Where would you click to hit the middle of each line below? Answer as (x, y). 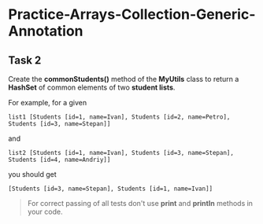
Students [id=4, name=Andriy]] (59, 160)
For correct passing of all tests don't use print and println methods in (140, 203)
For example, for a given (48, 103)
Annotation (46, 31)
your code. (45, 211)
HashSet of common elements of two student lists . (92, 87)
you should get (32, 174)
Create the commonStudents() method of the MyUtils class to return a (124, 79)
